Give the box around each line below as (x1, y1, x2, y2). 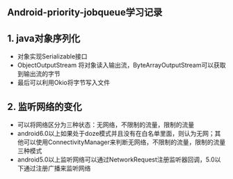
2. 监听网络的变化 (7, 100, 82, 113)
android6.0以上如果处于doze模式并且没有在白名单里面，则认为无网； (17, 130, 216, 138)
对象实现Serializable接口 (17, 52, 88, 61)
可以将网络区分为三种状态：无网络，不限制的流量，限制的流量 (17, 120, 195, 129)
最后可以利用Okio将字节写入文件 (17, 79, 110, 87)
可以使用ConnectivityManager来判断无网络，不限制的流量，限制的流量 (23, 138, 226, 146)
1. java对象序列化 (7, 32, 81, 44)
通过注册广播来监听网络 (23, 164, 91, 173)
